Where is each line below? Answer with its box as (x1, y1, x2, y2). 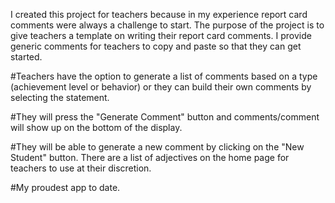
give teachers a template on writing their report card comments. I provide (10, 30, 312, 41)
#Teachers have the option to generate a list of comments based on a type (10, 70, 318, 82)
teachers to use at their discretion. (10, 162, 152, 174)
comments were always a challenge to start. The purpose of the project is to (10, 19, 325, 31)
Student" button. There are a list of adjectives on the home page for (10, 152, 290, 163)
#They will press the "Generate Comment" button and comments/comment (10, 111, 320, 123)
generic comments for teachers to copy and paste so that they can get (10, 40, 302, 52)
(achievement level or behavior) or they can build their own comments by (10, 81, 312, 93)
